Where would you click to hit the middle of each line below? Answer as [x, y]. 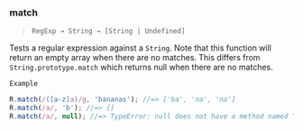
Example [24, 84]
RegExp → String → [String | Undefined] [108, 32]
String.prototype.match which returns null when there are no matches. [141, 67]
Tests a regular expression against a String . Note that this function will [141, 48]
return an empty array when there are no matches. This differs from [135, 58]
